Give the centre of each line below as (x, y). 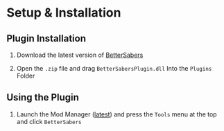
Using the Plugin (43, 97)
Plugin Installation (46, 38)
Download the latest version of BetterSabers (80, 55)
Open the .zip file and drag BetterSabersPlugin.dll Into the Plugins (114, 68)
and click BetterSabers (49, 121)
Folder (26, 76)
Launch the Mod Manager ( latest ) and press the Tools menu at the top (117, 114)
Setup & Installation (64, 13)
